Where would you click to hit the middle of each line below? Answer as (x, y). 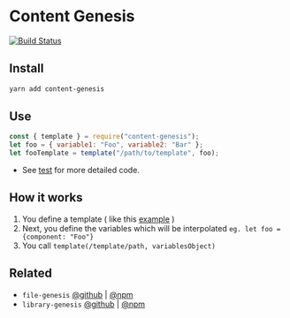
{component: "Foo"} (58, 237)
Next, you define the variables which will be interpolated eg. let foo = (151, 228)
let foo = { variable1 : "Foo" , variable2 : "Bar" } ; (106, 145)
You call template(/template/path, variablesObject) (119, 246)
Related (31, 273)
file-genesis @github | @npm (78, 294)
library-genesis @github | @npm (84, 304)
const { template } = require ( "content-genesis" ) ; (104, 137)
